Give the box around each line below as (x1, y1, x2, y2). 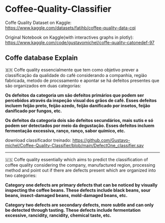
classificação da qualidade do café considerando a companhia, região (5, 72, 147, 78)
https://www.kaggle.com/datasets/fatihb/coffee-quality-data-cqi (5, 25, 136, 30)
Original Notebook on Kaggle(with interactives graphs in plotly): (5, 34, 134, 40)
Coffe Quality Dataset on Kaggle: (5, 20, 72, 25)
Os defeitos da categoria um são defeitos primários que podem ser (5, 92, 144, 98)
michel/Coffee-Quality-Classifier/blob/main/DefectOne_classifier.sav (5, 142, 144, 148)
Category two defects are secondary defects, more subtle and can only (5, 202, 154, 208)
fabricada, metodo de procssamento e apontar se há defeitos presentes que (5, 77, 160, 83)
